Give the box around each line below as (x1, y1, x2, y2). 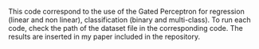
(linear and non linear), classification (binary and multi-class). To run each (8, 15, 251, 24)
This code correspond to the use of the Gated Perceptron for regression (8, 7, 245, 16)
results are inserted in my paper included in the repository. (8, 32, 201, 41)
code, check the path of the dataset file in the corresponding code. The (8, 24, 243, 32)
